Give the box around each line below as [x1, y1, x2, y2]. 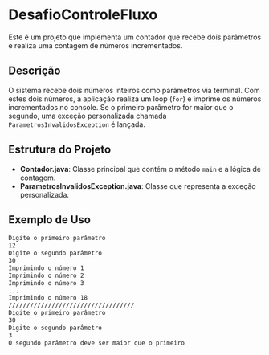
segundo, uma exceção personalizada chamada [8, 111, 167, 120]
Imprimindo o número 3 [8, 279, 84, 287]
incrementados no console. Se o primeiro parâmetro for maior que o [8, 102, 234, 112]
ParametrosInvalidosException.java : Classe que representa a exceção [19, 181, 256, 190]
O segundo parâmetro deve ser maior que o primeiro [8, 339, 185, 347]
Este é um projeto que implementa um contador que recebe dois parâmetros [8, 32, 262, 42]
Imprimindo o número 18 [8, 294, 88, 302]
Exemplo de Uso [8, 213, 91, 226]
